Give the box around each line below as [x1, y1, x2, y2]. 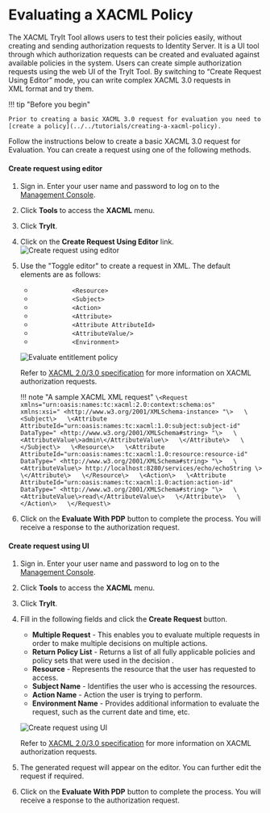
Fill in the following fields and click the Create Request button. [19, 614, 228, 624]
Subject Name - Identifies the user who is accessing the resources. [31, 681, 257, 691]
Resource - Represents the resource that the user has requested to [31, 664, 256, 674]
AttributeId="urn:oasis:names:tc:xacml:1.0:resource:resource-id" [19, 451, 248, 459]
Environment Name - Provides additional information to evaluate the [31, 698, 260, 708]
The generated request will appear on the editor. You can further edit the [19, 763, 262, 773]
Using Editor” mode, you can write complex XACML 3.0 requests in [8, 75, 231, 85]
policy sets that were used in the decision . [31, 656, 175, 665]
